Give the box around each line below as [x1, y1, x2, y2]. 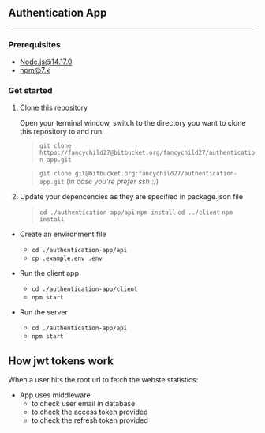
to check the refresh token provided [31, 416, 148, 425]
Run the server [19, 307, 69, 317]
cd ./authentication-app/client [31, 285, 138, 293]
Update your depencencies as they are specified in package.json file [19, 192, 243, 201]
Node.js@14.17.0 [19, 57, 73, 66]
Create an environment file [19, 229, 106, 239]
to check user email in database [31, 399, 136, 409]
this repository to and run [19, 126, 103, 137]
